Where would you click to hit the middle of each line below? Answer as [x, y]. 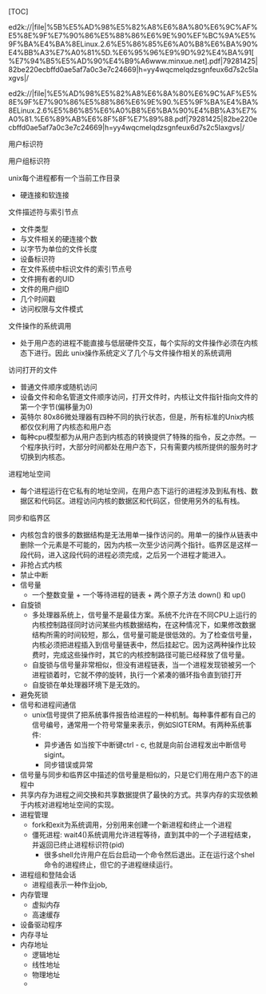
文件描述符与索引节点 [43, 212]
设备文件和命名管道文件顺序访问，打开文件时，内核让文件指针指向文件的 [139, 397]
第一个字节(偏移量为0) [56, 407]
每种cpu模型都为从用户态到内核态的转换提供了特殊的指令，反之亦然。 [135, 437]
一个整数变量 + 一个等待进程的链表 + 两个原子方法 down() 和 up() [139, 595]
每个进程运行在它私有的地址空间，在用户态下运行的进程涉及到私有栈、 [135, 491]
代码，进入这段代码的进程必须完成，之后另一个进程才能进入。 [128, 555]
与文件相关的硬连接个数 [58, 239]
